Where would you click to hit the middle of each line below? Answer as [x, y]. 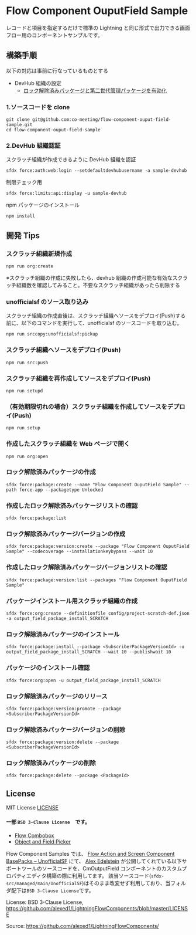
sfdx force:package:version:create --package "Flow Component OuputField [98, 547]
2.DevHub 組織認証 [33, 145]
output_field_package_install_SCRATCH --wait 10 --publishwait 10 [89, 652]
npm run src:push [27, 363]
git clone [18, 120]
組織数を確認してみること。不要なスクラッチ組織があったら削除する [98, 285]
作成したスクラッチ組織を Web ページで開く [68, 444]
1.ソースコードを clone [38, 107]
